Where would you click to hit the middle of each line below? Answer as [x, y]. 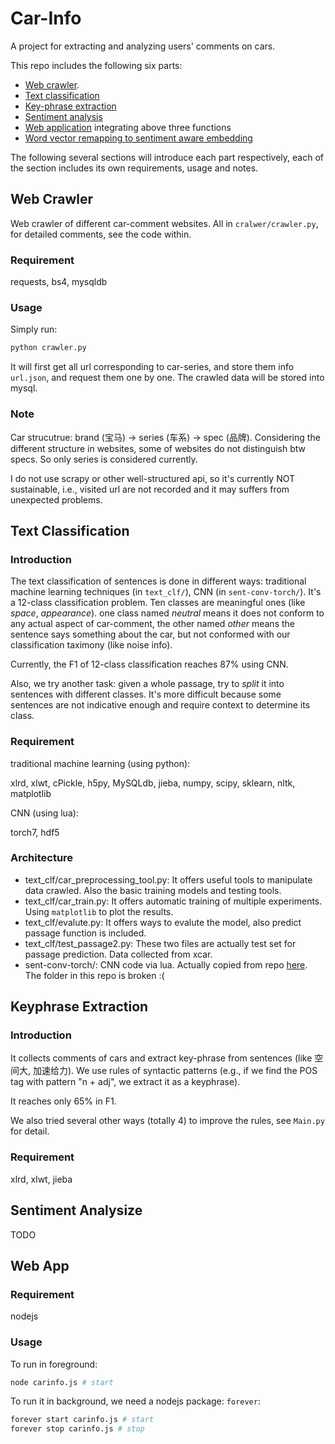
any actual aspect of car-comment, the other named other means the [152, 624]
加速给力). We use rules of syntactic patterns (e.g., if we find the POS [175, 1071]
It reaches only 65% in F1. [63, 1101]
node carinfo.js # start [62, 1382]
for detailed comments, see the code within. [101, 234]
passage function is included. [85, 933]
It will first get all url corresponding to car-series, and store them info [152, 367]
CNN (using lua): [44, 813]
